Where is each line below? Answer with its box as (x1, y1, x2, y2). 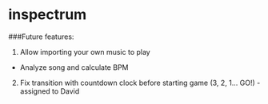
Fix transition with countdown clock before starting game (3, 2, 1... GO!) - (19, 78, 261, 87)
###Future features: (8, 32, 74, 41)
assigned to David (19, 86, 80, 96)
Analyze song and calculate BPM (19, 62, 129, 72)
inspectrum (8, 6, 87, 24)
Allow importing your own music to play (19, 47, 150, 56)
